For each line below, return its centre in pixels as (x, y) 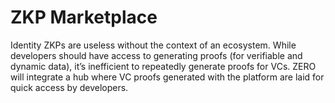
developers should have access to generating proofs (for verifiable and (156, 55)
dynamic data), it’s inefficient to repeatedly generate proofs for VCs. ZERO (163, 66)
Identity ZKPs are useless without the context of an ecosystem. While (153, 45)
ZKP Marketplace (84, 17)
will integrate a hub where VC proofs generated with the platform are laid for (167, 77)
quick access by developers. (69, 87)
